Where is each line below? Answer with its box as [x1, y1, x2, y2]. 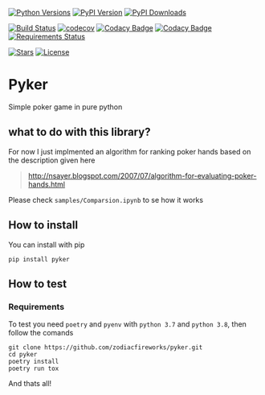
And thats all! [8, 379, 52, 389]
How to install [8, 218, 79, 232]
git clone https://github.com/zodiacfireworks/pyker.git [8, 344, 203, 352]
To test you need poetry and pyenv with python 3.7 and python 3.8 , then [8, 319, 247, 329]
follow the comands [8, 328, 74, 338]
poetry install [8, 358, 59, 366]
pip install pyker [8, 255, 70, 263]
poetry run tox [8, 364, 59, 373]
